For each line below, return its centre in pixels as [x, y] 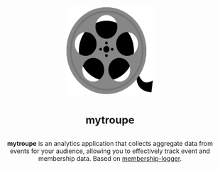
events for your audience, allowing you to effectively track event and [110, 151]
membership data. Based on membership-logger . [110, 159]
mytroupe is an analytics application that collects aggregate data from [110, 144]
